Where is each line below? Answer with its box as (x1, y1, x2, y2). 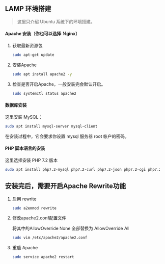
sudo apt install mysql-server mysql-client (5, 124, 98, 129)
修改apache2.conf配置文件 (12, 215, 67, 221)
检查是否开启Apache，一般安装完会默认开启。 (12, 81, 106, 87)
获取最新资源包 (12, 43, 43, 49)
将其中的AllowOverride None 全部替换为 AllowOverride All (12, 225, 130, 232)
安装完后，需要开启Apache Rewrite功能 (5, 182, 126, 190)
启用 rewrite (12, 196, 37, 202)
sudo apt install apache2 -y (12, 72, 72, 77)
